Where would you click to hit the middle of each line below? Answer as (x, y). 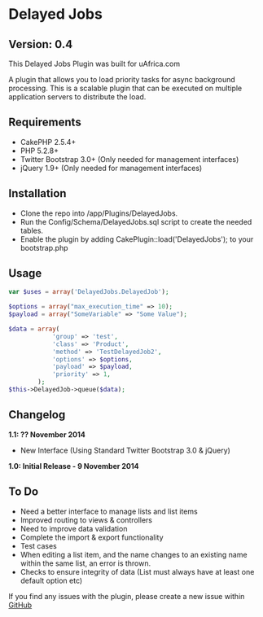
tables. (31, 230)
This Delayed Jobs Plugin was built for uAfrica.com (94, 63)
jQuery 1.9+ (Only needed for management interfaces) (111, 168)
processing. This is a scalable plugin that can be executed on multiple (125, 88)
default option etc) (51, 580)
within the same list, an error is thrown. (85, 563)
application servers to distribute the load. (77, 97)
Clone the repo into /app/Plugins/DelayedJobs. (99, 213)
